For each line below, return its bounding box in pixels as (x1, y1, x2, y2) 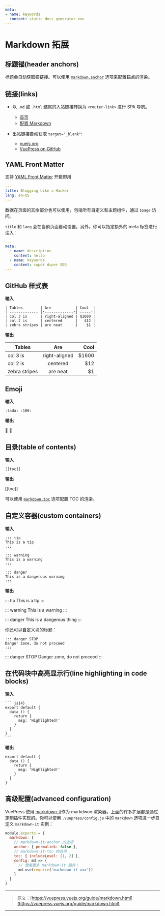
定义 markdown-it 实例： (5, 821, 54, 827)
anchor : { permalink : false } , (14, 844, 78, 850)
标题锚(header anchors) (5, 60, 79, 68)
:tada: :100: (5, 409, 32, 414)
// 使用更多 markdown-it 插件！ (18, 862, 80, 868)
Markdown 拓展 (5, 39, 70, 50)
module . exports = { (5, 830, 45, 836)
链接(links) (5, 89, 38, 98)
